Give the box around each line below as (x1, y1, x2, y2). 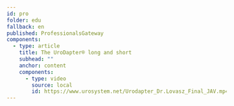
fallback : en (6, 23, 45, 30)
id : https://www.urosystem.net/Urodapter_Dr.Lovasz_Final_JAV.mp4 (31, 88, 229, 95)
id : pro (6, 10, 29, 17)
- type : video (24, 75, 67, 82)
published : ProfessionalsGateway (6, 29, 104, 37)
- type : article (13, 43, 60, 50)
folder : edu (6, 17, 41, 24)
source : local (31, 82, 73, 89)
